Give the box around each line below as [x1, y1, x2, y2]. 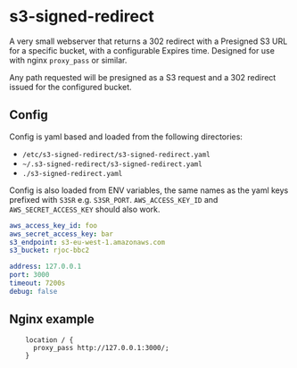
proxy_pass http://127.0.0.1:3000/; [32, 343, 169, 352]
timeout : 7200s [9, 279, 66, 288]
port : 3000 [9, 271, 50, 280]
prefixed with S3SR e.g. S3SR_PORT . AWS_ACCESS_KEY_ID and [9, 194, 219, 205]
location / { [25, 335, 74, 345]
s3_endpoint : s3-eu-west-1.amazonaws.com [9, 238, 166, 247]
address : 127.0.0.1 [9, 262, 82, 272]
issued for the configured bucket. [9, 81, 132, 92]
